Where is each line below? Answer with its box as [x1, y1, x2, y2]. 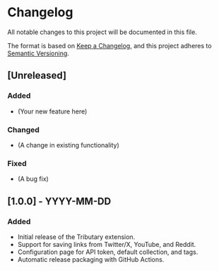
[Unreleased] [7, 70, 67, 82]
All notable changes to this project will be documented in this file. [7, 28, 198, 36]
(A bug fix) [17, 175, 49, 183]
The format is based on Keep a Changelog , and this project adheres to [7, 41, 212, 50]
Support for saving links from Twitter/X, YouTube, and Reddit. [17, 240, 196, 248]
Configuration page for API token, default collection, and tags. [17, 248, 199, 256]
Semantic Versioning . [7, 49, 69, 57]
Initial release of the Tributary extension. [17, 232, 136, 241]
